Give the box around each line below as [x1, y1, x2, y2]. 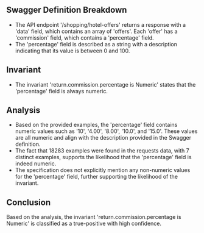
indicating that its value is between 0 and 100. [15, 47, 130, 54]
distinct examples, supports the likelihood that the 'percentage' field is [15, 154, 192, 161]
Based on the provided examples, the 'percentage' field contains [15, 121, 178, 129]
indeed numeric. [15, 160, 57, 167]
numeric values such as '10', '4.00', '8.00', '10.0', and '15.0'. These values [15, 127, 198, 135]
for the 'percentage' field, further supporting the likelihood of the [15, 173, 178, 181]
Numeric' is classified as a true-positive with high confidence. [6, 220, 162, 228]
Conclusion [6, 197, 51, 207]
